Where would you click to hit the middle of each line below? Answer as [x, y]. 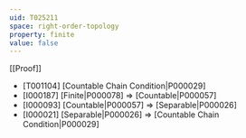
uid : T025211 [34, 18]
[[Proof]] [26, 69]
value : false [34, 43]
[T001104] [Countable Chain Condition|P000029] [114, 86]
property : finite [42, 34]
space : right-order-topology [64, 26]
